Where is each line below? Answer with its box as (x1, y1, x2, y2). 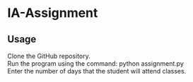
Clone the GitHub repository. (7, 52, 90, 60)
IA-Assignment (7, 5, 98, 21)
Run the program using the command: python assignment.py (7, 59, 184, 68)
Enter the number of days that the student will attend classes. (7, 67, 187, 75)
